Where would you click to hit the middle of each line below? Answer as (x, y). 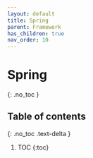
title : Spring (28, 20)
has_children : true (36, 34)
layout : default (31, 14)
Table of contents (46, 117)
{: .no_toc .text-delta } (39, 133)
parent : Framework (34, 27)
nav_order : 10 (28, 40)
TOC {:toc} (33, 147)
